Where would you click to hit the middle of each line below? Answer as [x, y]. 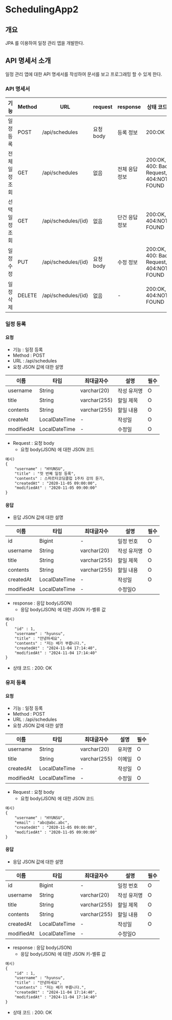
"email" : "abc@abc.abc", [42, 823]
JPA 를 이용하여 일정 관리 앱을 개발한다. [45, 43]
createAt [18, 420]
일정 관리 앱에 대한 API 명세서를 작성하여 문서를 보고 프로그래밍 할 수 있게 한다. [84, 74]
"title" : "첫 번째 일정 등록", [45, 473]
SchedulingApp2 [42, 10]
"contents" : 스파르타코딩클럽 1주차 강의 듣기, [60, 478]
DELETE [27, 296]
